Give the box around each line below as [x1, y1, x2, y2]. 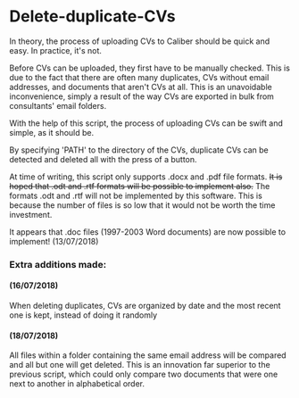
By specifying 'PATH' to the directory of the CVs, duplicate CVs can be [9, 145, 270, 155]
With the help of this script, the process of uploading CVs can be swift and [9, 118, 284, 129]
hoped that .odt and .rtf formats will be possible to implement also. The [9, 180, 270, 191]
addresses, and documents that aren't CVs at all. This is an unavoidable [9, 81, 272, 92]
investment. [9, 209, 53, 220]
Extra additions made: [9, 258, 107, 270]
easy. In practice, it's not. [9, 45, 103, 55]
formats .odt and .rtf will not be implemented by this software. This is [9, 190, 263, 201]
